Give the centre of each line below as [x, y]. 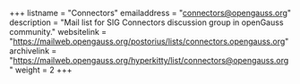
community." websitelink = [58, 32]
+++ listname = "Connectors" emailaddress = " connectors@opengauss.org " [150, 13]
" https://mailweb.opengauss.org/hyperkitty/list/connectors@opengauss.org [149, 60]
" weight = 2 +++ [41, 70]
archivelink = [33, 51]
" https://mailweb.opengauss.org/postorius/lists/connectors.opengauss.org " [149, 41]
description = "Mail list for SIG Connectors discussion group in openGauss [146, 22]
